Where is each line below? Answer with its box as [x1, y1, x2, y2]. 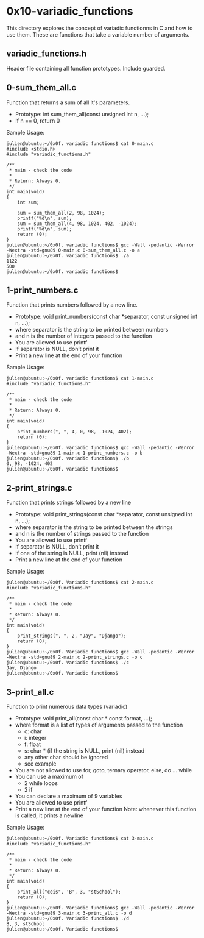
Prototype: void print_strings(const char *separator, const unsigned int [15, 511, 192, 518]
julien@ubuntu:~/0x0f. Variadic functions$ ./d [6, 915, 130, 922]
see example [24, 760, 57, 767]
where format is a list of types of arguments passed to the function [15, 721, 183, 728]
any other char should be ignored [24, 754, 108, 761]
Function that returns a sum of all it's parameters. [6, 99, 130, 106]
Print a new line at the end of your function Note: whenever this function [15, 806, 197, 812]
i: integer [24, 734, 47, 741]
